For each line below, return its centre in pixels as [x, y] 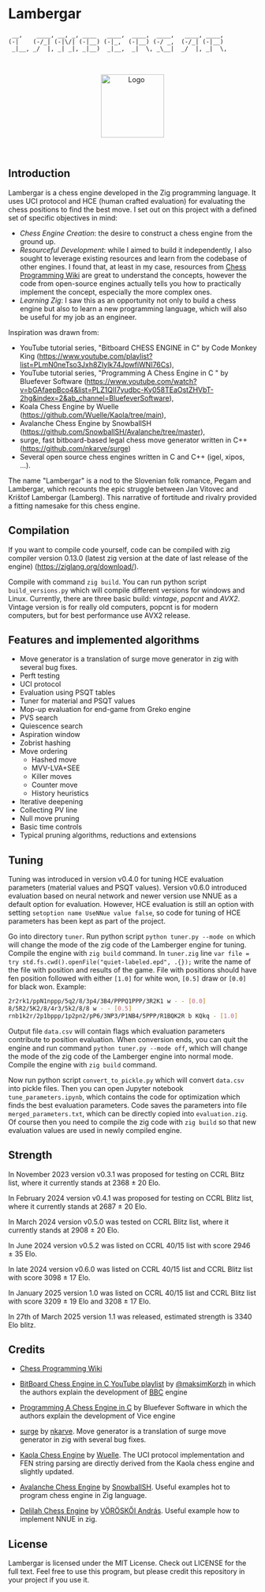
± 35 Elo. [23, 1254]
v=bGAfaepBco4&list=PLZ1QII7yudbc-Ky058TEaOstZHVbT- [117, 390]
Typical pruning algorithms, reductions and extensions [108, 835]
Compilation [39, 531]
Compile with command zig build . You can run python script [108, 581]
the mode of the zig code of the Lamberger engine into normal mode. [121, 1056]
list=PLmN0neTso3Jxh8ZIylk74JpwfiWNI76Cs [94, 364]
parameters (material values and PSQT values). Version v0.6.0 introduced [127, 888]
